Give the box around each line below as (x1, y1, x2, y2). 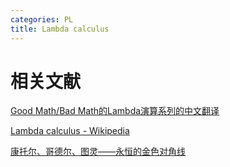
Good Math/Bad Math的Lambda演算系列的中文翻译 (10, 105, 220, 117)
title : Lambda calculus (10, 24, 110, 34)
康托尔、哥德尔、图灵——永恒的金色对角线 (10, 146, 186, 158)
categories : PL (10, 14, 74, 25)
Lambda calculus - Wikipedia (10, 125, 130, 137)
